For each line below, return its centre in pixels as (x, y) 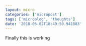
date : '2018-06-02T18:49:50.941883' (44, 24)
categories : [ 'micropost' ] (33, 14)
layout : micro (20, 10)
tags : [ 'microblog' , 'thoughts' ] (40, 19)
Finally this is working (28, 38)
